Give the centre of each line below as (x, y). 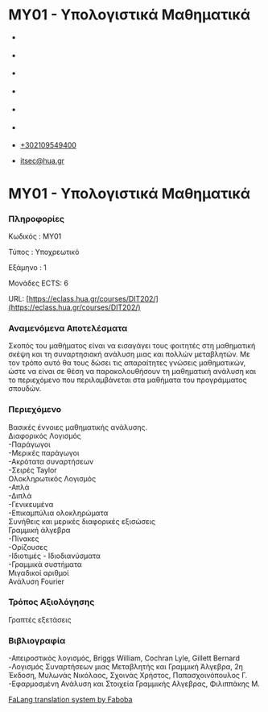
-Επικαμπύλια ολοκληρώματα (58, 513)
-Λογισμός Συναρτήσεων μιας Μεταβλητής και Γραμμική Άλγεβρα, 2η (126, 667)
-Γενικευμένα (31, 504)
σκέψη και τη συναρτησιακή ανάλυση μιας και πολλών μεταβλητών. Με (130, 354)
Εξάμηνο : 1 (27, 267)
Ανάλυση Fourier (36, 581)
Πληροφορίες (37, 219)
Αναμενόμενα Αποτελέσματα (68, 328)
